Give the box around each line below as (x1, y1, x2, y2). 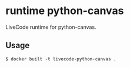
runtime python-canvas (5, 4, 124, 18)
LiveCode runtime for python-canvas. (5, 23, 96, 30)
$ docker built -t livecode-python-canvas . (5, 56, 116, 62)
